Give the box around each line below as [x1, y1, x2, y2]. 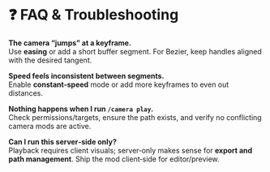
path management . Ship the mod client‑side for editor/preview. [8, 154, 221, 164]
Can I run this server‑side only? [8, 136, 118, 146]
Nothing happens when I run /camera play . [8, 104, 154, 114]
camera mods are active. [8, 121, 92, 131]
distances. [8, 88, 43, 97]
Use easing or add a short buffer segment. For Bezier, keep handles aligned [8, 46, 262, 56]
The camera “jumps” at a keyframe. [8, 37, 132, 48]
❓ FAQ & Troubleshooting [8, 6, 179, 24]
